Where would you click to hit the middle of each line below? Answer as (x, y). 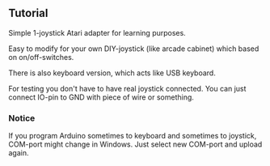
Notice (22, 118)
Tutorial (28, 13)
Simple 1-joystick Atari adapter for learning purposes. (97, 32)
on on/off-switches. (41, 57)
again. (19, 153)
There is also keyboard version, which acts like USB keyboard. (112, 73)
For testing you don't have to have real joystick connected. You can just (127, 88)
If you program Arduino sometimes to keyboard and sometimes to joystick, (133, 136)
